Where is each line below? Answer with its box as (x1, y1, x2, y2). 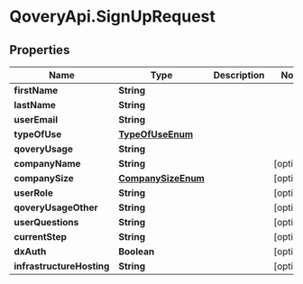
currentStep (14, 231, 68, 243)
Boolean (118, 245, 155, 258)
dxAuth (14, 245, 47, 258)
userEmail (14, 114, 59, 125)
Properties (9, 42, 70, 58)
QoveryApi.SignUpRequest (9, 6, 216, 27)
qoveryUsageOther (14, 201, 98, 214)
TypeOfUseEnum (118, 128, 194, 141)
